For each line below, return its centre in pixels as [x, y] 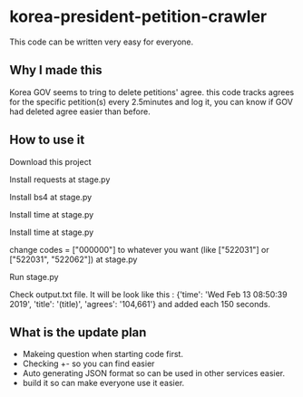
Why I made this [56, 70]
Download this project [50, 161]
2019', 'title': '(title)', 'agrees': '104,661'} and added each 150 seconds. [140, 304]
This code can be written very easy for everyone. [101, 42]
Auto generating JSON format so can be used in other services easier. [154, 373]
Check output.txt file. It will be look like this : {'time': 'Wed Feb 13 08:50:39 [148, 294]
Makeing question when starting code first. [103, 354]
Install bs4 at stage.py [51, 197]
